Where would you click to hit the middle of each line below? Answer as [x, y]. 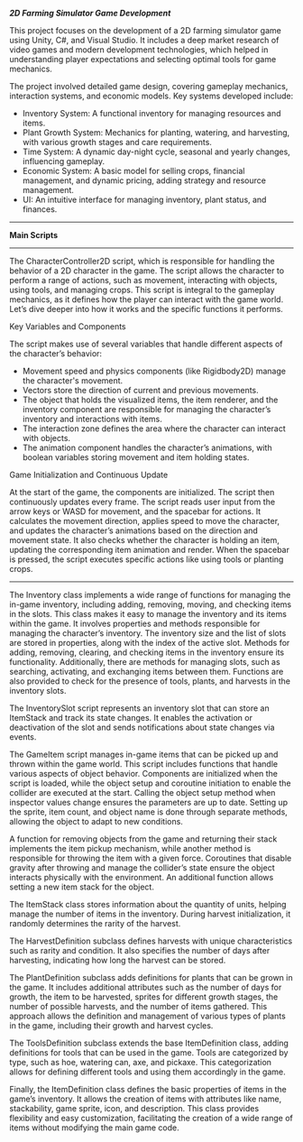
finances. [40, 209]
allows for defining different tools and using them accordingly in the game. [147, 1072]
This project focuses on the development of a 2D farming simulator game [145, 30]
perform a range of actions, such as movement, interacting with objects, [143, 280]
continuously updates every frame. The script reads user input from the [142, 502]
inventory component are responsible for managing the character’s [147, 409]
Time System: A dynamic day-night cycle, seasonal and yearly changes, [156, 152]
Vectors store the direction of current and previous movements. [140, 390]
